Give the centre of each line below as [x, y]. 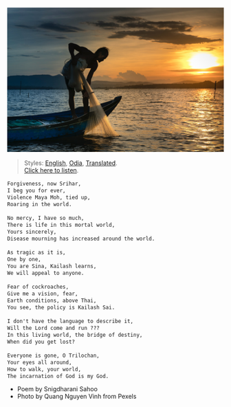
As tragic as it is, [37, 252]
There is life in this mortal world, [61, 225]
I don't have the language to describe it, [70, 321]
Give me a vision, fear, [43, 294]
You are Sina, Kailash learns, [52, 266]
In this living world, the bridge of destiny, [75, 335]
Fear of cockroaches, [38, 287]
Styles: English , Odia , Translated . [71, 163]
